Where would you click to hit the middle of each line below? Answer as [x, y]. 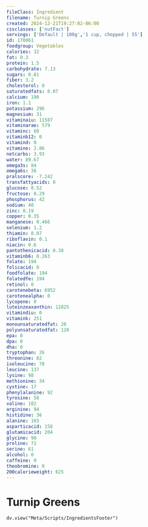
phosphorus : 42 [26, 199]
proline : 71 [21, 443]
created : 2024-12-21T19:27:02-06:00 [53, 23]
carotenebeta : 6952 [31, 290]
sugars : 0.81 [23, 75]
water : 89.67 [23, 159]
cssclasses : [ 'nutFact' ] [38, 29]
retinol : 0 [20, 285]
